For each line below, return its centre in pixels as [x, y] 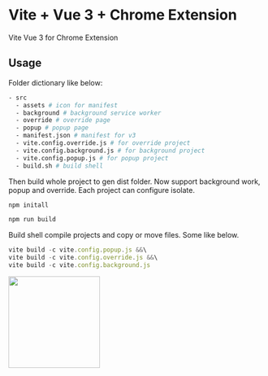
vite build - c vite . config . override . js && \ [83, 258]
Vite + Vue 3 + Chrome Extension [123, 15]
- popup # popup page [52, 128]
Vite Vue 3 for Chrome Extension [63, 37]
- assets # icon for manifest [67, 105]
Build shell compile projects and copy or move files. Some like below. [124, 235]
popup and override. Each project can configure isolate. [102, 190]
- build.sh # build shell [60, 166]
